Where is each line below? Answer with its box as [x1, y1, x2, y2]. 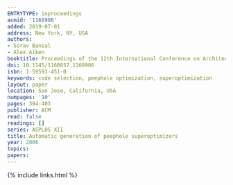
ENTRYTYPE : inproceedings [7, 10, 82, 17]
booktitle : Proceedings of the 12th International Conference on [7, 55, 200, 62]
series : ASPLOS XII [7, 126, 64, 133]
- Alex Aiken [7, 49, 45, 56]
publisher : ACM [7, 107, 51, 114]
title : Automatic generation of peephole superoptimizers [7, 132, 178, 139]
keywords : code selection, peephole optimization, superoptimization [7, 74, 213, 82]
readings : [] [7, 119, 45, 127]
